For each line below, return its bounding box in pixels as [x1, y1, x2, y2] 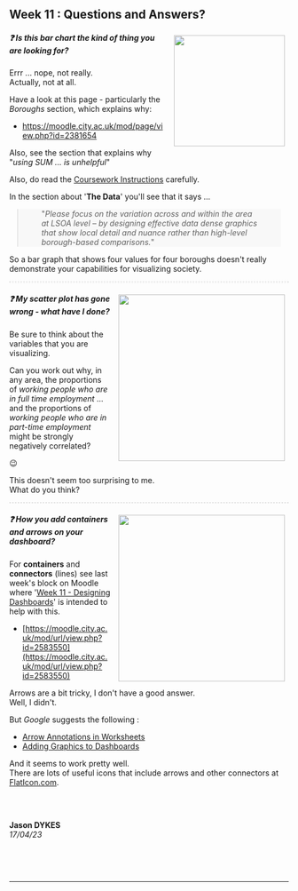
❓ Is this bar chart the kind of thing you [9, 32, 155, 43]
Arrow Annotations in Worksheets [21, 731, 145, 742]
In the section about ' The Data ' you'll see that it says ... [9, 191, 211, 203]
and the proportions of [9, 402, 91, 413]
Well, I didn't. [9, 696, 58, 707]
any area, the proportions [9, 374, 102, 385]
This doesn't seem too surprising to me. [9, 474, 155, 485]
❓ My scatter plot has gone [9, 293, 111, 305]
